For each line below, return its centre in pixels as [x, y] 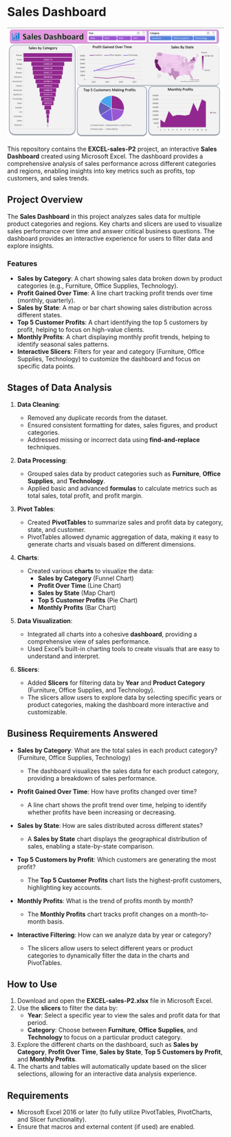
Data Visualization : [45, 621]
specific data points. [46, 366]
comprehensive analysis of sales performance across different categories [112, 163]
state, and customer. [56, 529]
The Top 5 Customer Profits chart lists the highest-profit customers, [124, 880]
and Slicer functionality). [52, 1120]
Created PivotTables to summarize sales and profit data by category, [125, 522]
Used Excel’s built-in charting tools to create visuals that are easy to [123, 648]
